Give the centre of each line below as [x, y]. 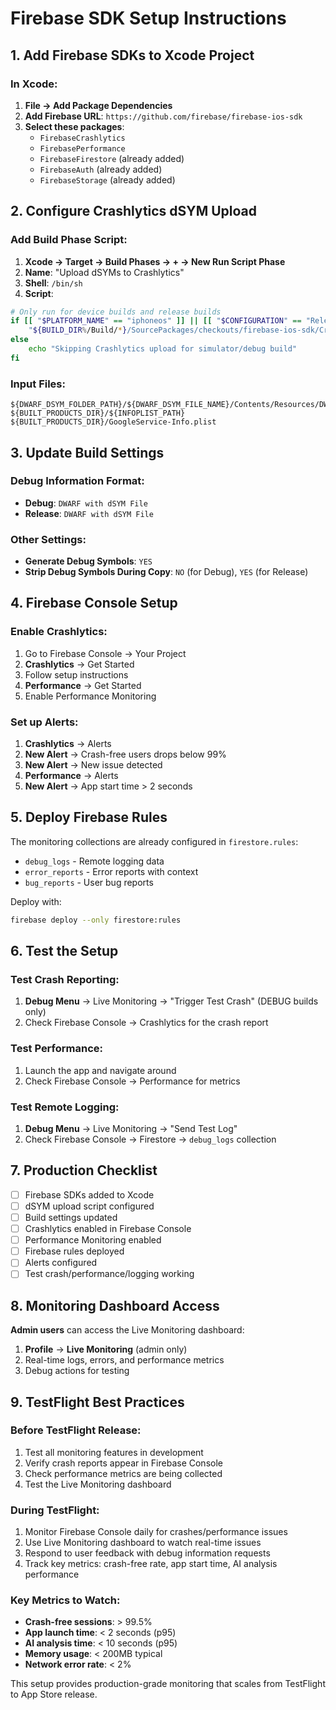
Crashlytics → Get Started [79, 664]
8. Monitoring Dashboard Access [115, 1305]
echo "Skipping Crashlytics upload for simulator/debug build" [163, 349]
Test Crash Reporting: [65, 980]
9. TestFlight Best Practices [97, 1402]
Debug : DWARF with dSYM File [86, 503]
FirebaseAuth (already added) [101, 169]
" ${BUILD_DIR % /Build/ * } [78, 330]
